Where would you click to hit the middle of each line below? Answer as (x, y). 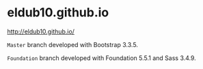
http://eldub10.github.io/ (41, 31)
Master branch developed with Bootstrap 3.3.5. (73, 44)
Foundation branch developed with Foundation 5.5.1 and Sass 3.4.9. (101, 58)
